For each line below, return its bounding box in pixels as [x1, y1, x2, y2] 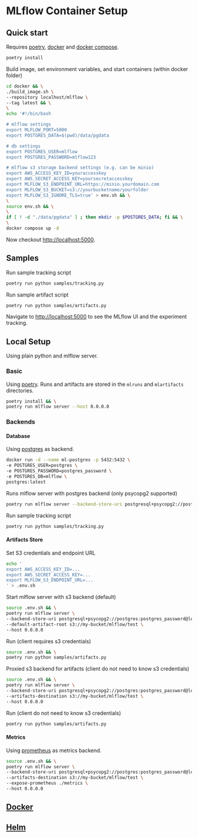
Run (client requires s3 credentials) [6, 637, 91, 644]
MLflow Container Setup [6, 4, 128, 18]
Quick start [6, 28, 48, 38]
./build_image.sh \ [6, 89, 54, 95]
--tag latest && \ [6, 99, 51, 106]
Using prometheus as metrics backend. [6, 747, 102, 754]
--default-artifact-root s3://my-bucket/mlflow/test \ [6, 621, 144, 627]
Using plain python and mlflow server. [6, 352, 98, 359]
